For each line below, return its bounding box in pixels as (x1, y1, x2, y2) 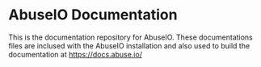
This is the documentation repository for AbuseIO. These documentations (8, 32, 253, 42)
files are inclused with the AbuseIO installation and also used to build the (8, 40, 250, 50)
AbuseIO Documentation (8, 6, 178, 24)
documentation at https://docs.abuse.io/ (8, 49, 143, 59)
